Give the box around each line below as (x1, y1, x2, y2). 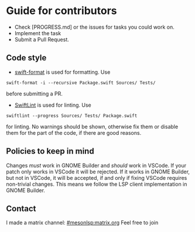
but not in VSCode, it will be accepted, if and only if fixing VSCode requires (6, 174, 187, 181)
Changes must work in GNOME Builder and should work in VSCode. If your (6, 162, 186, 169)
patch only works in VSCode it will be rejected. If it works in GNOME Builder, (6, 168, 190, 175)
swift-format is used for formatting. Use (14, 69, 111, 76)
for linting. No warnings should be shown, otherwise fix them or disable (6, 123, 179, 130)
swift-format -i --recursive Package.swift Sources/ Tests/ (6, 80, 156, 86)
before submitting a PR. (6, 90, 63, 97)
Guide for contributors (6, 4, 117, 18)
